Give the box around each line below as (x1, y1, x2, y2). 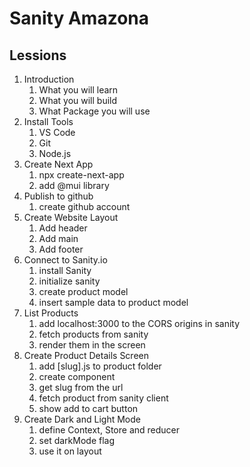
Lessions (9, 47, 67, 64)
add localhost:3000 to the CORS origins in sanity (38, 318, 241, 329)
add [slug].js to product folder (38, 360, 162, 372)
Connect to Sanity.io (23, 254, 108, 266)
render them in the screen (38, 339, 146, 351)
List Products (23, 307, 79, 319)
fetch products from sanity (38, 328, 149, 340)
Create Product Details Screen (23, 350, 150, 361)
